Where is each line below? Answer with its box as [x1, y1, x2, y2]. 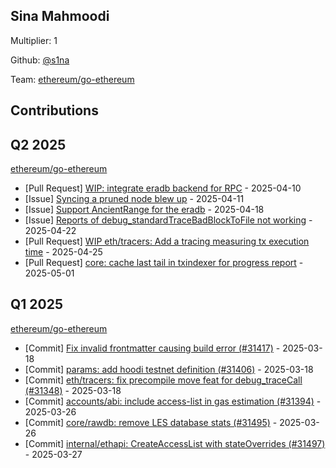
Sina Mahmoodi [10, 8, 110, 25]
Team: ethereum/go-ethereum [10, 73, 135, 85]
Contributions [10, 102, 99, 119]
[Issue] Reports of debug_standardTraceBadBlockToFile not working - [24, 214, 313, 226]
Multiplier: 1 [10, 34, 58, 46]
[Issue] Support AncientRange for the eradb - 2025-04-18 [24, 204, 265, 216]
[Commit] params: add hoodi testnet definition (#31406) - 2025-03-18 [24, 363, 314, 375]
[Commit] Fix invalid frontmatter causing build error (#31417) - [24, 342, 281, 354]
